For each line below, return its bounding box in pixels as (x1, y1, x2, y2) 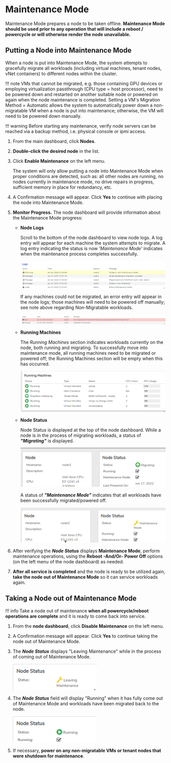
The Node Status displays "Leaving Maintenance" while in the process (12, 648, 161, 654)
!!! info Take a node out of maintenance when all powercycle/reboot (5, 607, 149, 613)
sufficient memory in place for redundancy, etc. (12, 184, 112, 190)
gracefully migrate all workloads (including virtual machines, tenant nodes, (5, 65, 162, 71)
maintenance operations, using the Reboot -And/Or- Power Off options (12, 553, 163, 559)
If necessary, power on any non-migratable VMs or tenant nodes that (12, 747, 161, 753)
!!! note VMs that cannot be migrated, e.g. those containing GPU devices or (5, 80, 163, 86)
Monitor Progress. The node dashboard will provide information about (12, 209, 161, 215)
